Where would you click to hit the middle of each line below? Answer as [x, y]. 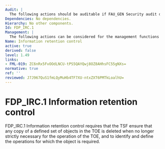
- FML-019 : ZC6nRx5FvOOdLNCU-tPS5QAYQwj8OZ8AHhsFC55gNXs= [66, 64]
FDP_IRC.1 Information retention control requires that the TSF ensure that [79, 126]
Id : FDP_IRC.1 [20, 28]
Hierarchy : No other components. [39, 23]
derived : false [21, 50]
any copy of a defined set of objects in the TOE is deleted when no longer [80, 131]
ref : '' [13, 73]
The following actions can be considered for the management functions [84, 37]
